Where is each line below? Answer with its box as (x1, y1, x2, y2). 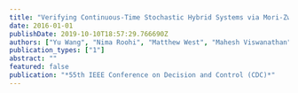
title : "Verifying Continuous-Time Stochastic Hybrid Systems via (9, 12, 260, 22)
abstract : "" (9, 54, 58, 63)
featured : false (9, 63, 69, 72)
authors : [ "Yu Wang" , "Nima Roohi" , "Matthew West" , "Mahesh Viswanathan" (9, 37, 292, 47)
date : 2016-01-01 (9, 21, 74, 30)
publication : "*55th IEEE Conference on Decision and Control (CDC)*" (9, 71, 276, 80)
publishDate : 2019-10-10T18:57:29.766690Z (9, 29, 169, 38)
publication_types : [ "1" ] (9, 46, 105, 55)
